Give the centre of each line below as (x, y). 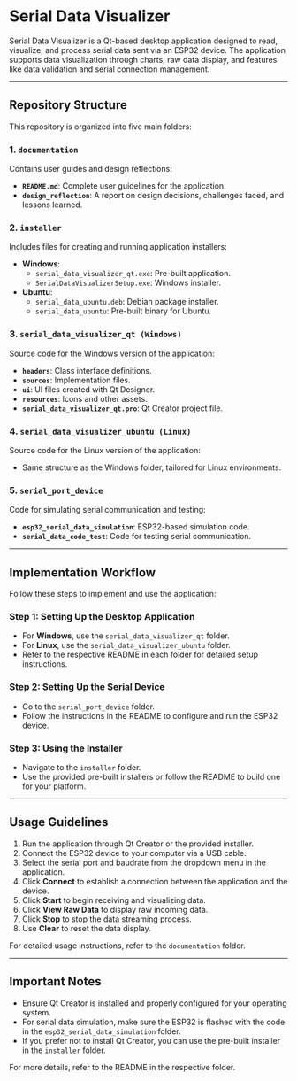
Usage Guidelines (59, 822)
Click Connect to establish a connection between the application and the (155, 881)
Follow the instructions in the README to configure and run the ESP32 (150, 715)
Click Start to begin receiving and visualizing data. (114, 900)
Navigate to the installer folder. (81, 767)
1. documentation (44, 150)
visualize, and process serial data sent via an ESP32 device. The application (147, 50)
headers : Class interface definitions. (87, 370)
